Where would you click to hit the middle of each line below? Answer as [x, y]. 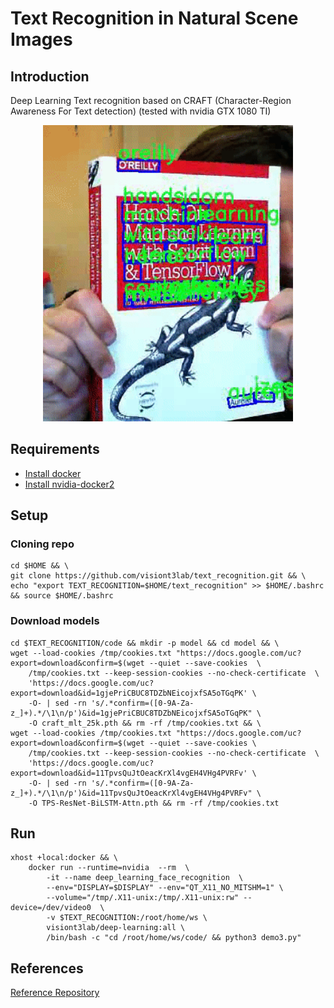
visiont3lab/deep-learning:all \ [116, 928]
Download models [55, 621]
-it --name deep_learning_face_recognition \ [145, 878]
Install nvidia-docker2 [69, 484]
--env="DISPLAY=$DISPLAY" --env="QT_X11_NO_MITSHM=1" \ [165, 888]
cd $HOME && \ [40, 566]
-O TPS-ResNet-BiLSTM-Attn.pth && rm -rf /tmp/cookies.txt [154, 803]
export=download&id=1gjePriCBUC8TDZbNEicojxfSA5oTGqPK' [129, 693]
